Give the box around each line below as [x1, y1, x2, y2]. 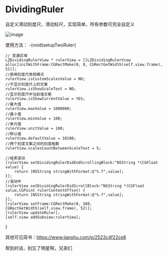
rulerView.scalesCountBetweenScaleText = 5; [5, 146, 101, 151]
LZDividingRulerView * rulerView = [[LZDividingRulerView [5, 57, 131, 62]
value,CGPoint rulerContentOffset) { [5, 188, 86, 193]
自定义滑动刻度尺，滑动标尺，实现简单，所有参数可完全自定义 [5, 21, 135, 27]
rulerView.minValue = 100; [5, 116, 63, 121]
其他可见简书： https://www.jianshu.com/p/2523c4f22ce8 [5, 234, 126, 240]
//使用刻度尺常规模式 [5, 72, 44, 77]
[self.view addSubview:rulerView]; [5, 215, 81, 220]
